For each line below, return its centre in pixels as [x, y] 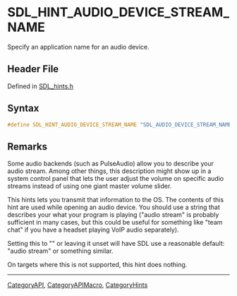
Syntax [23, 108]
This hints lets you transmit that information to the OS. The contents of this [116, 200]
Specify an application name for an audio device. [78, 47]
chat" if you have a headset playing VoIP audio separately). [93, 230]
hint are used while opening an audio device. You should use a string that [114, 207]
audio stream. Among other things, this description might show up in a [109, 171]
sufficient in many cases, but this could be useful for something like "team [115, 223]
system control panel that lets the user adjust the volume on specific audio [116, 179]
